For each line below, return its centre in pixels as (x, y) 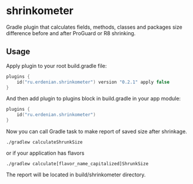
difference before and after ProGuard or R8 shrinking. (71, 33)
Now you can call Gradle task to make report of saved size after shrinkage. (96, 131)
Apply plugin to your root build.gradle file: (56, 66)
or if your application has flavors (45, 153)
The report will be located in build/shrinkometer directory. (76, 175)
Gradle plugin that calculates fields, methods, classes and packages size (94, 27)
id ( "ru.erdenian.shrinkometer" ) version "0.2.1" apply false (93, 82)
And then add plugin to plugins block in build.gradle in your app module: (94, 98)
